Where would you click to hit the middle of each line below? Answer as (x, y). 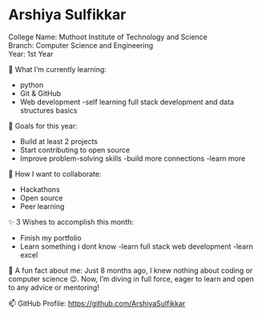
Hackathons (40, 189)
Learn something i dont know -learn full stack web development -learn (137, 246)
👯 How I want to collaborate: (55, 174)
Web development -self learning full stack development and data (127, 102)
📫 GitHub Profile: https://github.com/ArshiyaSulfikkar (97, 303)
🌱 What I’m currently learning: (57, 69)
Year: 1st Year (31, 54)
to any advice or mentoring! (54, 287)
